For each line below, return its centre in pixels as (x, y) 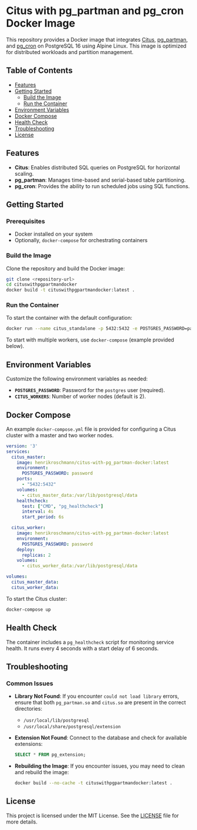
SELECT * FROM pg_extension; (50, 755)
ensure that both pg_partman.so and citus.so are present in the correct (100, 702)
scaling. (24, 173)
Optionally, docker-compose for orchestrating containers (81, 240)
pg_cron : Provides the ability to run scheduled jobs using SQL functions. (102, 186)
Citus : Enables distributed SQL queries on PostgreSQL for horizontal (97, 167)
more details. (22, 822)
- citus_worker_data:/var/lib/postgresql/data (79, 566)
